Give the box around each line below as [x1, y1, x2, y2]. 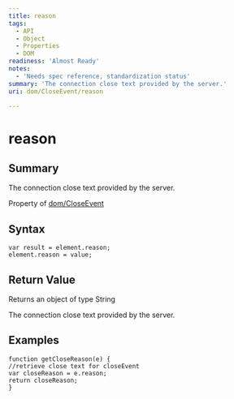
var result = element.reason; [8, 244, 111, 252]
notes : [8, 65, 31, 73]
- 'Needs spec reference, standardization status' [15, 72, 191, 80]
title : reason [8, 11, 57, 20]
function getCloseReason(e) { [8, 354, 111, 363]
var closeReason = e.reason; [8, 369, 107, 377]
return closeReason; [8, 376, 79, 384]
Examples [8, 333, 59, 347]
